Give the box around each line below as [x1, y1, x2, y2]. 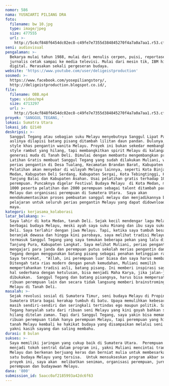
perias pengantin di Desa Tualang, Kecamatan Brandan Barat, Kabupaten [10, 162, 163, 167]
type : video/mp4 [10, 96, 44, 101]
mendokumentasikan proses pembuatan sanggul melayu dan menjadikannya [10, 195, 161, 200]
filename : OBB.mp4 [10, 92, 49, 97]
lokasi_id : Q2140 [5, 125, 42, 130]
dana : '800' [5, 369, 30, 374]
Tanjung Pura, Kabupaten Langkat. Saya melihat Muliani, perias [10, 242, 147, 247]
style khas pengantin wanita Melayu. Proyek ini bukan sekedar [10, 143, 145, 149]
